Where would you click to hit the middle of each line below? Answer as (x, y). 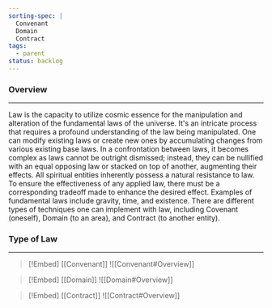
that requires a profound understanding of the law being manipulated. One (132, 132)
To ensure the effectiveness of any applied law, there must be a (114, 184)
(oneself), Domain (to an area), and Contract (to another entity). (114, 218)
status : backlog (36, 62)
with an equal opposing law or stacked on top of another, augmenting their (133, 166)
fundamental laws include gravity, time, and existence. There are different (132, 201)
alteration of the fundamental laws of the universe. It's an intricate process (133, 123)
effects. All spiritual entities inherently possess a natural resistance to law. (132, 175)
